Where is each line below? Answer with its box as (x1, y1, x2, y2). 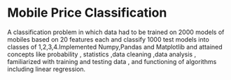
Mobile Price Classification (7, 5, 167, 21)
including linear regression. (7, 65, 86, 73)
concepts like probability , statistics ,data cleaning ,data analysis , (7, 50, 197, 58)
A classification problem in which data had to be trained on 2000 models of (7, 28, 225, 36)
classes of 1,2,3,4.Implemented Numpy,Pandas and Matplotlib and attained (7, 42, 223, 51)
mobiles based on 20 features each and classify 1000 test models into (7, 35, 210, 43)
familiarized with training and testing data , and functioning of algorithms (7, 57, 217, 65)
